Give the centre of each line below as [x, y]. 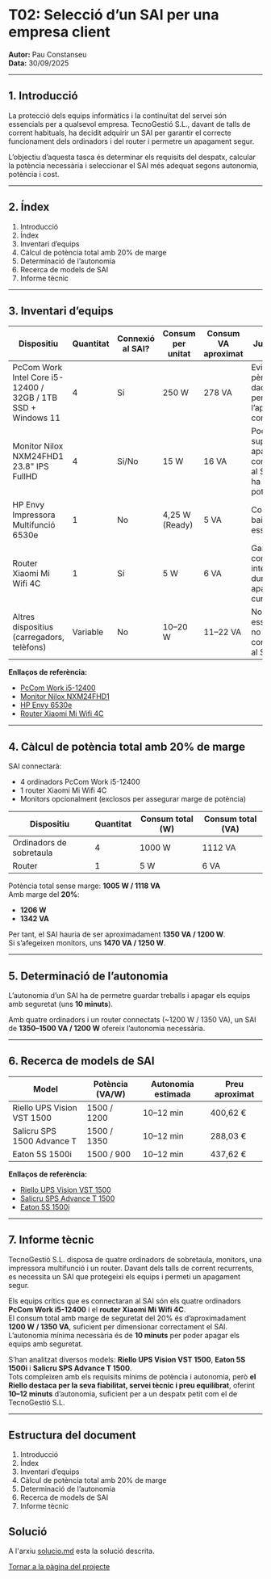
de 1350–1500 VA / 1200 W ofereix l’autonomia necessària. [107, 1028]
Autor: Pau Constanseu [48, 54]
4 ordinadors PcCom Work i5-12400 [80, 782]
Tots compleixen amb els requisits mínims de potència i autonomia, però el [132, 1376]
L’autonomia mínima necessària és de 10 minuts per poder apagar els [124, 1335]
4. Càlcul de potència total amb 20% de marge [127, 746]
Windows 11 [36, 418]
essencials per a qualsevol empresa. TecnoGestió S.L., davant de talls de [129, 124]
